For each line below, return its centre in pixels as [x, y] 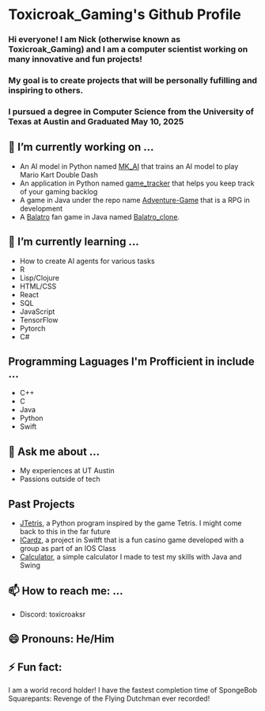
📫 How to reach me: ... [66, 591]
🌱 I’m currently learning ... [74, 242]
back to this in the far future [65, 532]
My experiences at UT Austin [67, 471]
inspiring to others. [46, 90]
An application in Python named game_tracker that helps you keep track [137, 183]
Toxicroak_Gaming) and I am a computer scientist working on [128, 49]
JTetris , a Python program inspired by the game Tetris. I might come [131, 523]
